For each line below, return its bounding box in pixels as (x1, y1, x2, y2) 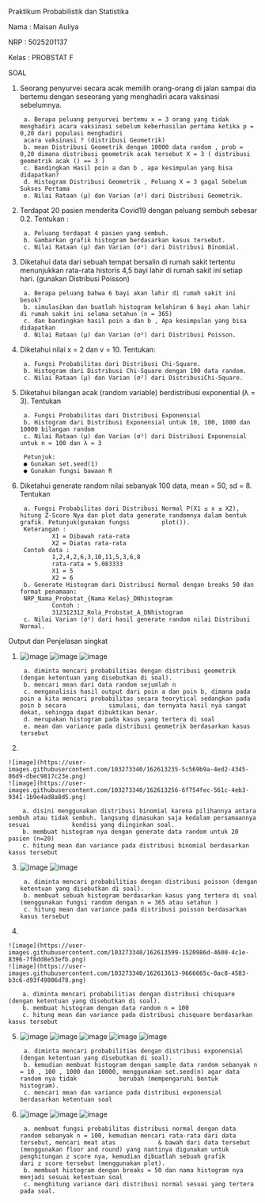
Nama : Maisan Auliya (8, 22, 79, 31)
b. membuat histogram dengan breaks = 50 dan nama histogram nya (23, 1167, 244, 1174)
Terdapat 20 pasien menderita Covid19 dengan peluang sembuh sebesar (19, 206, 258, 215)
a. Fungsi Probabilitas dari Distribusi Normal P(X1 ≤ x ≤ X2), (23, 504, 240, 512)
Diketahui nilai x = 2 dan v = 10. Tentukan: (19, 345, 156, 354)
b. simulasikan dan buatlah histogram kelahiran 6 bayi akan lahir (23, 303, 251, 311)
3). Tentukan (19, 396, 62, 405)
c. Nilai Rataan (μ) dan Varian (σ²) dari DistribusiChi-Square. (23, 374, 244, 382)
